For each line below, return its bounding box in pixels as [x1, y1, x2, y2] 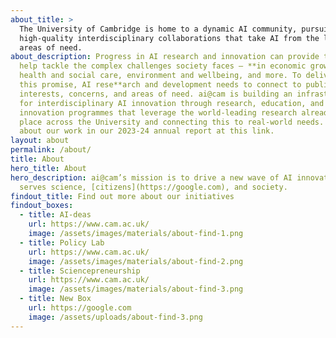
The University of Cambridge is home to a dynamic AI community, [19, 24, 298, 34]
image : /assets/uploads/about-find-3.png [28, 312, 203, 322]
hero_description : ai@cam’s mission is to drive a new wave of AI [10, 172, 293, 183]
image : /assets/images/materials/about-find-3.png [28, 284, 244, 295]
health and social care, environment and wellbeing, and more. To [19, 71, 302, 81]
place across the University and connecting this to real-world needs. [19, 117, 325, 127]
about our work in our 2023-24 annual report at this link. [19, 126, 275, 136]
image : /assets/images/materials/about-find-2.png [28, 256, 244, 266]
